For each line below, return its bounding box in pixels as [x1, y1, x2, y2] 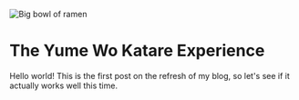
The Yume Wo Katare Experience [9, 41, 265, 61]
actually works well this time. [9, 80, 119, 91]
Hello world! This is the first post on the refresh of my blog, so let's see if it [9, 70, 290, 81]
